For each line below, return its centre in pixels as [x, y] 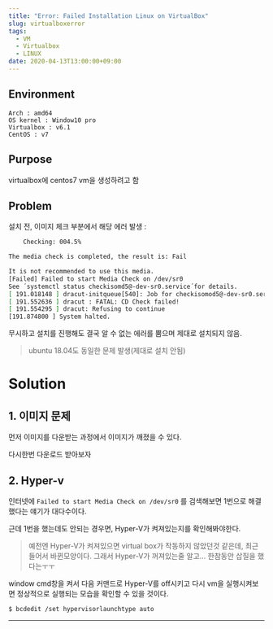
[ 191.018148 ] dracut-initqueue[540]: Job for [91, 294]
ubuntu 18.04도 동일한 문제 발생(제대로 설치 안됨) [107, 351]
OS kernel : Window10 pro [52, 120]
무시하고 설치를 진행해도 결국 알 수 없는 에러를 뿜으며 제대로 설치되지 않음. [125, 334]
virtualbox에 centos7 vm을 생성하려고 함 [74, 180]
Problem [30, 205]
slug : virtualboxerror [47, 24]
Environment [42, 94]
